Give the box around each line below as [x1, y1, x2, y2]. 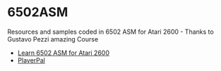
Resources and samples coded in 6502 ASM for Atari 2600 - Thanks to [7, 27, 214, 36]
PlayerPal [17, 56, 46, 64]
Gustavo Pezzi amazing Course [7, 34, 99, 43]
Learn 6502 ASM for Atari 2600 [17, 49, 109, 57]
